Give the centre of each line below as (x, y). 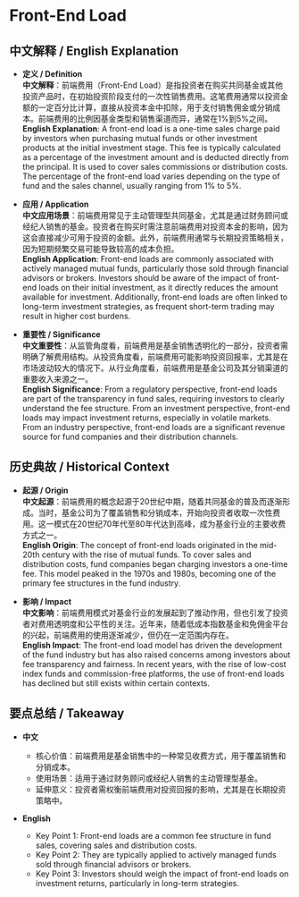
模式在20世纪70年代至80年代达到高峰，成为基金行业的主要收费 (170, 523)
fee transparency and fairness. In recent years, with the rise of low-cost (154, 664)
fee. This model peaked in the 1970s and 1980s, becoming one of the (149, 573)
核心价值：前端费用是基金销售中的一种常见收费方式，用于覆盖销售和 (161, 756)
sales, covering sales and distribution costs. (116, 845)
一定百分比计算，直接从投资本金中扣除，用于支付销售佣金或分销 (155, 107)
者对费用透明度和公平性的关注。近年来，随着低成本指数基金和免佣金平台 (155, 623)
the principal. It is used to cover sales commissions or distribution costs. (155, 167)
